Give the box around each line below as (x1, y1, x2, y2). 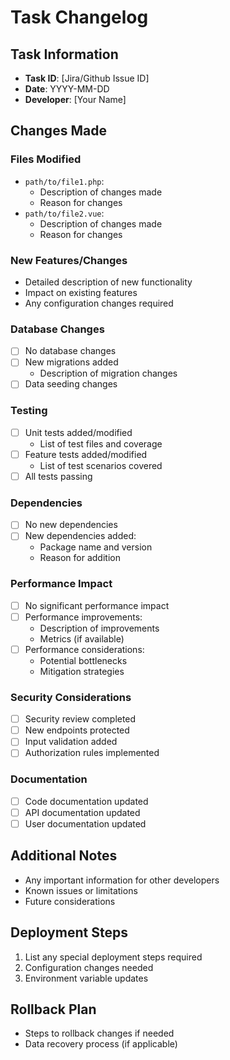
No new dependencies (24, 519, 118, 531)
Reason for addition (39, 552, 121, 564)
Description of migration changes (39, 367, 178, 380)
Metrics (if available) (39, 632, 125, 645)
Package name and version (39, 541, 153, 553)
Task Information (10, 46, 119, 63)
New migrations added (24, 356, 119, 368)
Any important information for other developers (24, 874, 220, 886)
